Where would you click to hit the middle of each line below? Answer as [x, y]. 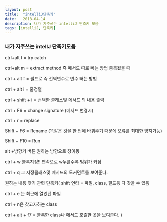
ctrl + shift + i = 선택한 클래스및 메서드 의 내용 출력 [55, 100]
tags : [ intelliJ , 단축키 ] [30, 28]
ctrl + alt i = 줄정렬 [24, 89]
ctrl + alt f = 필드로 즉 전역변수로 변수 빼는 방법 [51, 79]
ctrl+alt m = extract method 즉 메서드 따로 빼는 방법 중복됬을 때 [68, 68]
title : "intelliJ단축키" [30, 14]
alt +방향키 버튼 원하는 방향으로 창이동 [42, 151]
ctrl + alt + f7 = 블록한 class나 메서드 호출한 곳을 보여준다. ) [64, 215]
